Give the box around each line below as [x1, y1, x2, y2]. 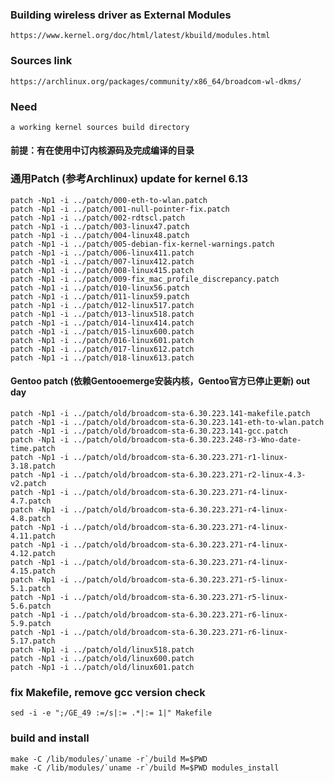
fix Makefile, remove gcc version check [10, 685, 206, 699]
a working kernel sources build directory [10, 122, 190, 132]
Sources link [10, 54, 73, 68]
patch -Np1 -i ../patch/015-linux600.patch [10, 326, 195, 337]
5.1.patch [10, 583, 52, 593]
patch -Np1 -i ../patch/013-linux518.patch [10, 309, 195, 319]
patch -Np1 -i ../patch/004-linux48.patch [10, 230, 190, 240]
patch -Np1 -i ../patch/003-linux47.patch [10, 221, 190, 232]
